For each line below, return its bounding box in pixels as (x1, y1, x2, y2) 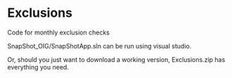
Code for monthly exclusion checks (7, 28, 110, 37)
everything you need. (7, 63, 69, 71)
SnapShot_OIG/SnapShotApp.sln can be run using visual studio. (7, 41, 192, 50)
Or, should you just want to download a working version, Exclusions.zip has (7, 55, 226, 64)
